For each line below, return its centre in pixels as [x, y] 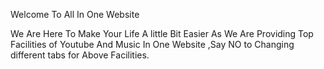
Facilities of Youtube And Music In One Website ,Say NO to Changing [152, 44]
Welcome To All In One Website [75, 14]
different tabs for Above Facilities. [80, 55]
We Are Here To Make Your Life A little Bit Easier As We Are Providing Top [162, 33]
